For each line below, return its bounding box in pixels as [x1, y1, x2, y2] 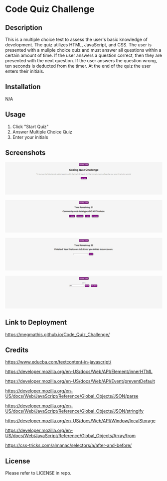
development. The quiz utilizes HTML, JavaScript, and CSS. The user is [5, 42, 152, 48]
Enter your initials [12, 134, 48, 140]
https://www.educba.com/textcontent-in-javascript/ [5, 359, 112, 365]
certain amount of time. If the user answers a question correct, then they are [5, 52, 162, 58]
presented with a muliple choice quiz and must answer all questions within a [5, 47, 162, 53]
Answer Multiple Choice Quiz [12, 128, 72, 135]
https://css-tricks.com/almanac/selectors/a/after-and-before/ [5, 442, 132, 449]
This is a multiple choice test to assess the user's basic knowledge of [5, 36, 148, 42]
